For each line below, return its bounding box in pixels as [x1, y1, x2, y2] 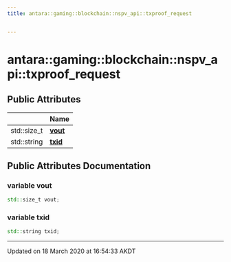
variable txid [7, 212, 50, 222]
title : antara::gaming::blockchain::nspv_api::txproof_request [7, 10, 192, 17]
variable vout [7, 180, 52, 190]
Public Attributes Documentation [7, 160, 151, 172]
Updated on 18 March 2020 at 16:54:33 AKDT [7, 247, 136, 255]
